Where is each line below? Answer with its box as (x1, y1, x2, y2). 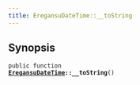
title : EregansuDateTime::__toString (8, 11, 133, 20)
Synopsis (8, 41, 55, 55)
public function (8, 62, 62, 70)
